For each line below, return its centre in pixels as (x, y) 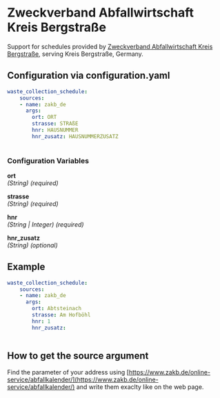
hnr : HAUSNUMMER (55, 130)
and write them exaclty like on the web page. (140, 387)
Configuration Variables (48, 160)
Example (26, 267)
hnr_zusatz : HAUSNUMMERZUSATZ (75, 136)
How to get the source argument (78, 356)
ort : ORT (44, 117)
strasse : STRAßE (55, 124)
